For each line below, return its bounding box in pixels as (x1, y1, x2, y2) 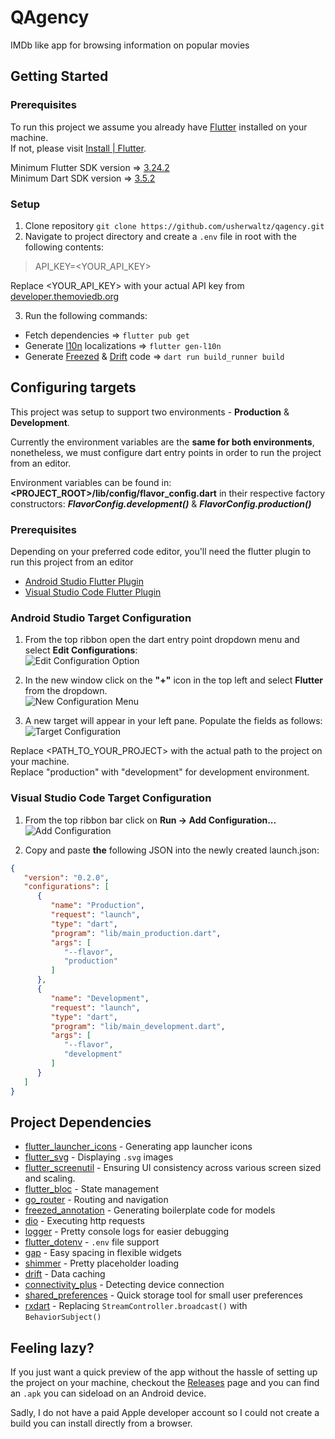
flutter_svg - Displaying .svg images (24, 1151, 174, 1163)
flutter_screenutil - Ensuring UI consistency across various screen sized (24, 1162, 322, 1174)
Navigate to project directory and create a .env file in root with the (24, 230, 297, 242)
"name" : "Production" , (50, 901, 145, 911)
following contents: (24, 241, 104, 253)
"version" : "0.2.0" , (23, 872, 110, 883)
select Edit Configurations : (24, 644, 138, 656)
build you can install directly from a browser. (10, 1417, 193, 1430)
